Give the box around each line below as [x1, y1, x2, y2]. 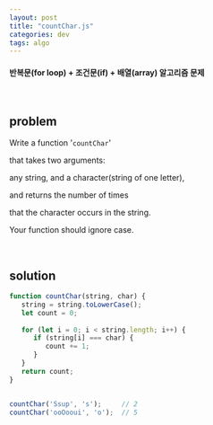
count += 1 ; [45, 342, 90, 351]
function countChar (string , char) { [9, 292, 146, 301]
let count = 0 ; [21, 308, 78, 317]
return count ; [21, 367, 74, 376]
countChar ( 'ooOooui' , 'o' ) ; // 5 [9, 408, 139, 417]
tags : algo [9, 38, 50, 48]
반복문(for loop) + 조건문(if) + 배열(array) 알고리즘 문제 [9, 66, 205, 77]
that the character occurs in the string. [9, 208, 151, 218]
